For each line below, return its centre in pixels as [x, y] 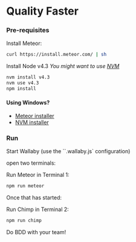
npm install [21, 89]
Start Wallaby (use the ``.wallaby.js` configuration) [68, 151]
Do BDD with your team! [36, 232]
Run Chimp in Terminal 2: [38, 209]
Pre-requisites [28, 30]
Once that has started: [34, 198]
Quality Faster [42, 11]
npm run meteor [25, 186]
